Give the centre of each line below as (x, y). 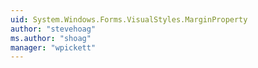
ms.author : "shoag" (51, 38)
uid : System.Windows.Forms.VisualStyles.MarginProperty (129, 19)
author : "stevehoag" (53, 29)
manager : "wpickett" (53, 47)
